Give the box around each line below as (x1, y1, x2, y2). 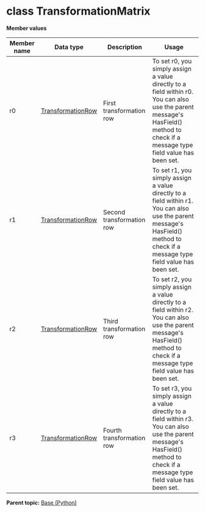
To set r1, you (152, 166, 192, 175)
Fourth (103, 426, 122, 434)
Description (107, 43, 142, 51)
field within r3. (152, 414, 193, 423)
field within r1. (152, 197, 193, 205)
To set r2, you (152, 275, 192, 283)
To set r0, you (152, 57, 192, 65)
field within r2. (152, 305, 193, 314)
